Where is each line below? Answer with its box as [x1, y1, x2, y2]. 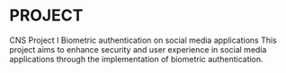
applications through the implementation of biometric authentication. [9, 53, 264, 64]
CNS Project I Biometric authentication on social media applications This [9, 35, 277, 45]
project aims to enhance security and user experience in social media [9, 44, 267, 54]
